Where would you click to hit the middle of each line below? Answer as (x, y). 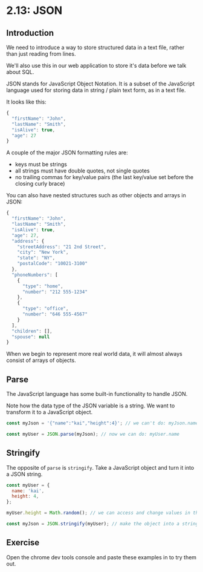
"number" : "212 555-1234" (55, 292)
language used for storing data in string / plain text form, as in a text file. (96, 90)
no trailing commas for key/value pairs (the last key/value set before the (104, 177)
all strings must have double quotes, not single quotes (82, 171)
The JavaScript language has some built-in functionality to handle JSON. (97, 394)
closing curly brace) (40, 184)
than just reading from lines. (41, 54)
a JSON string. (24, 474)
